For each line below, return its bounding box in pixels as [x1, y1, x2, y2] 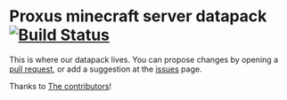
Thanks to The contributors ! [9, 81, 112, 91]
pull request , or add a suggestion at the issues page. [9, 64, 202, 74]
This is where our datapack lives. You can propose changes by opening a [9, 54, 279, 65]
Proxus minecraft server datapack [9, 6, 267, 27]
